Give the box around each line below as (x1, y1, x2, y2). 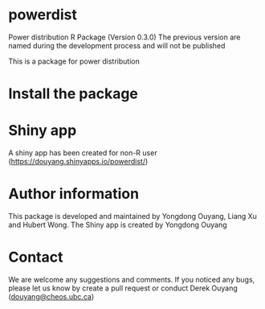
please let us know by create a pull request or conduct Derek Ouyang (8, 283, 238, 293)
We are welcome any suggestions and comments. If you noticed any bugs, (8, 274, 255, 284)
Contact (8, 248, 63, 266)
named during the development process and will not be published (8, 40, 226, 50)
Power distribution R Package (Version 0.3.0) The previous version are (8, 32, 241, 42)
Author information (8, 185, 139, 203)
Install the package (8, 84, 139, 103)
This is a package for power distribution (8, 56, 141, 66)
